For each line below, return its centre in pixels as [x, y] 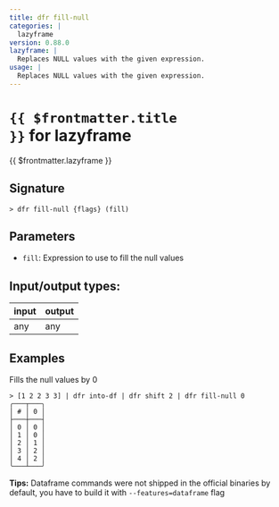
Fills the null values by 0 [53, 379]
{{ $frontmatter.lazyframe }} [61, 160]
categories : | [36, 26]
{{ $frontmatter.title [93, 118]
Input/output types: [65, 286]
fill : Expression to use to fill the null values [103, 258]
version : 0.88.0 [39, 42]
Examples [37, 358]
